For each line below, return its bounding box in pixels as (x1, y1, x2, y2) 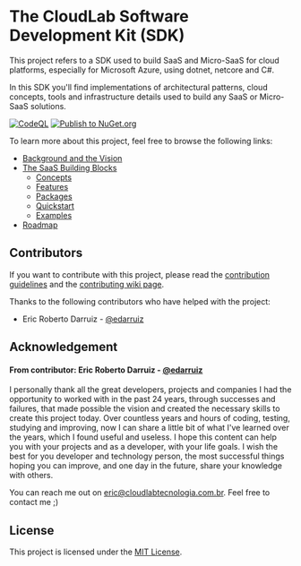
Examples (35, 210, 73, 220)
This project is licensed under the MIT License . (9, 546, 183, 557)
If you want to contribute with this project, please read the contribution (9, 269, 271, 279)
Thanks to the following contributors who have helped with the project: (9, 296, 271, 306)
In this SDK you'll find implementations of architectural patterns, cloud (9, 81, 268, 92)
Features (35, 181, 69, 192)
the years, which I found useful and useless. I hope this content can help (9, 432, 278, 442)
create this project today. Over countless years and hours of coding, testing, (9, 413, 291, 424)
